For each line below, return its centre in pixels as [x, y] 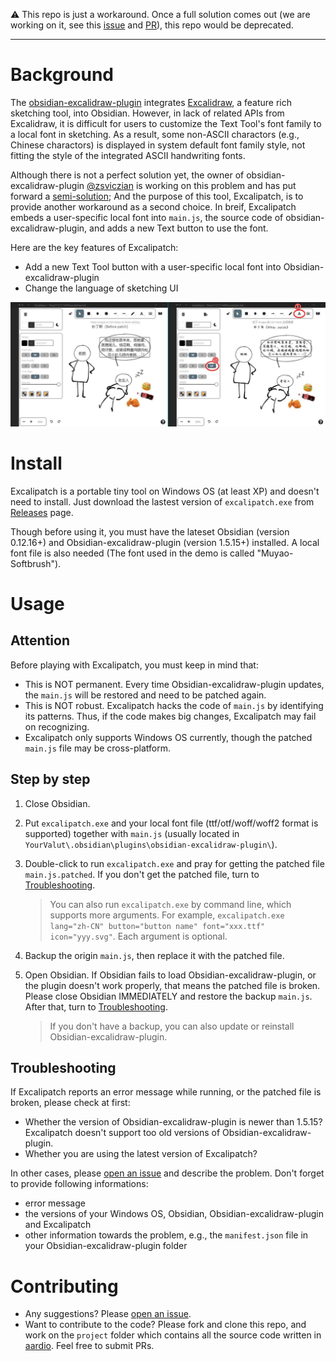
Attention [40, 640]
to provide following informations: [79, 1184]
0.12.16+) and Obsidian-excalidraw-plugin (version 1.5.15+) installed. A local [165, 542]
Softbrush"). [36, 563]
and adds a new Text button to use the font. [179, 228]
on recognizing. [57, 726]
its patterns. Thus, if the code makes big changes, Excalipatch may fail [170, 716]
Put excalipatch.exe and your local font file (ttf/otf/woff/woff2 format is [171, 823]
